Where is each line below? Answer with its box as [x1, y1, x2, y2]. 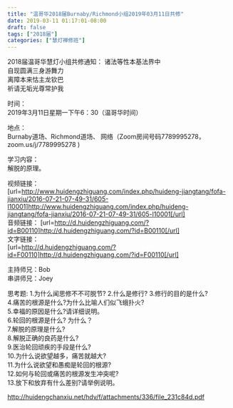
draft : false [7, 24, 46, 31]
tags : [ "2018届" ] [7, 30, 58, 38]
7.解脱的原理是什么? [7, 325, 66, 334]
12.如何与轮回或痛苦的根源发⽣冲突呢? [7, 369, 119, 378]
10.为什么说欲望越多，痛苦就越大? [7, 352, 107, 360]
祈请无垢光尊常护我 [7, 84, 64, 93]
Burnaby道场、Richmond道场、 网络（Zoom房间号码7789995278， [7, 133, 205, 141]
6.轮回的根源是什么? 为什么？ [7, 316, 93, 325]
